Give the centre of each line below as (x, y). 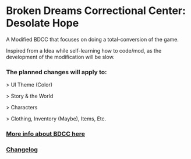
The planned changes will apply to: (56, 72)
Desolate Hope (43, 23)
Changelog (22, 150)
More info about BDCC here (46, 134)
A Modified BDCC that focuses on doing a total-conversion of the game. (93, 39)
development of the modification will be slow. (60, 57)
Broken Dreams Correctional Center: (96, 11)
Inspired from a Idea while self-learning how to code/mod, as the (84, 50)
